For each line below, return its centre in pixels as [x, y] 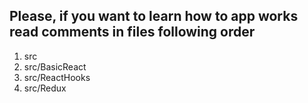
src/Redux [45, 88]
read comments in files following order [132, 32]
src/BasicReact [55, 66]
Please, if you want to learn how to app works [154, 16]
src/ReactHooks [57, 77]
